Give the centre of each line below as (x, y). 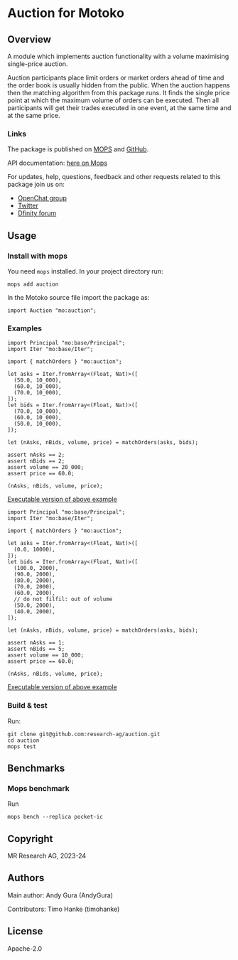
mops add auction (33, 284)
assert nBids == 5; (36, 649)
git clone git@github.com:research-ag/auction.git (84, 734)
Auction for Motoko (66, 13)
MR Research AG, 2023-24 (47, 856)
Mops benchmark (38, 788)
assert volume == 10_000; (45, 655)
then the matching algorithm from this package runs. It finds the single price (119, 93)
